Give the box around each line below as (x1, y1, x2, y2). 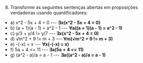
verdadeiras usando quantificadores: (10, 10, 88, 16)
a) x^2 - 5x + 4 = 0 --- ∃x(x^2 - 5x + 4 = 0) (10, 20, 101, 25)
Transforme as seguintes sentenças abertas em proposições (10, 5, 138, 10)
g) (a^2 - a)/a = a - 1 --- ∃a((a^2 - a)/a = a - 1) (10, 52, 106, 58)
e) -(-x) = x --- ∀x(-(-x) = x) (10, 41, 69, 47)
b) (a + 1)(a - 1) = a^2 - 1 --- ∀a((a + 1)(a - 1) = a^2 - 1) (10, 25, 123, 31)
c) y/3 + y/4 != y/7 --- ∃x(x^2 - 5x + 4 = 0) (10, 30, 99, 36)
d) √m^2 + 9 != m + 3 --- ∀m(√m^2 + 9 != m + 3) (10, 36, 113, 42)
